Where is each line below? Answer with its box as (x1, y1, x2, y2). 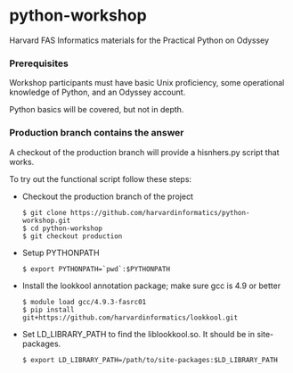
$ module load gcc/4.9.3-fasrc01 (21, 297, 147, 306)
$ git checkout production (21, 231, 123, 241)
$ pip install (21, 305, 75, 314)
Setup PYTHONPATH (21, 247, 100, 258)
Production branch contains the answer (9, 127, 184, 139)
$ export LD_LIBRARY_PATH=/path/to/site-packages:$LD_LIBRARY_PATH (21, 355, 278, 364)
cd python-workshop (30, 224, 102, 233)
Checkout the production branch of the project (21, 191, 194, 202)
